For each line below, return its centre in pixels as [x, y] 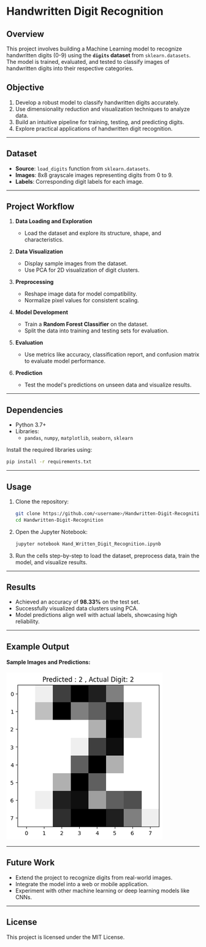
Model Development [42, 312]
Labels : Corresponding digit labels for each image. [79, 181]
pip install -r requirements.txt [49, 462]
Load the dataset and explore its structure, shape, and [93, 233]
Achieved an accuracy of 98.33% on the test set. [78, 602]
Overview [25, 34]
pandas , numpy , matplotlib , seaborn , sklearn [79, 438]
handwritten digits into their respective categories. [70, 68]
